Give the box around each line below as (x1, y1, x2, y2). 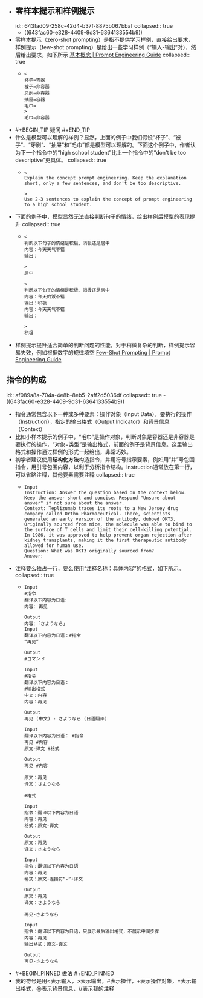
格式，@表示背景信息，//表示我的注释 (20, 985, 115, 992)
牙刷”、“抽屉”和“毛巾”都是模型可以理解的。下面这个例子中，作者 (30, 141, 190, 149)
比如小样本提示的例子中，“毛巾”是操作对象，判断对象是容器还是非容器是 (14, 433, 195, 440)
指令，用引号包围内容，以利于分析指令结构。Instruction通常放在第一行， (14, 463, 195, 471)
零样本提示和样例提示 (14, 5, 95, 16)
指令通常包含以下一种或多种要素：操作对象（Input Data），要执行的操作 (14, 410, 192, 417)
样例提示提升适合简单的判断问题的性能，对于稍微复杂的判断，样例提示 (14, 341, 190, 349)
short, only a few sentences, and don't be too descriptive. (24, 180, 181, 186)
